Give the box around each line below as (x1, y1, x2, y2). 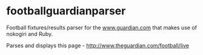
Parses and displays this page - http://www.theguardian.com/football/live (6, 42, 190, 49)
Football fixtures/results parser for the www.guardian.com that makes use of (6, 24, 197, 31)
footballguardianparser (6, 4, 126, 18)
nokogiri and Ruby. (6, 30, 53, 37)
